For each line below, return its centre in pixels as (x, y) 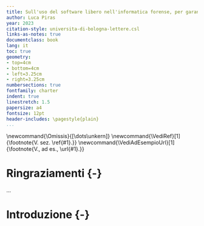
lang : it (17, 46)
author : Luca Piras (31, 18)
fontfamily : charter (32, 91)
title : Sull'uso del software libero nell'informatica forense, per (95, 12)
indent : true (23, 96)
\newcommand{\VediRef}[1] (146, 136)
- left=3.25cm (24, 74)
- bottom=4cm (23, 68)
